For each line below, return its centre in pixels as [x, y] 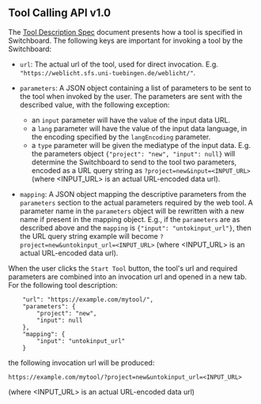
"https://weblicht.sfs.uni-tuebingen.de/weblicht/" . [108, 72]
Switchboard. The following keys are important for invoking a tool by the [126, 40]
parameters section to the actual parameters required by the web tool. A [136, 202]
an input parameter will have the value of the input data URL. [131, 120]
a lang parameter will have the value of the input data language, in [139, 128]
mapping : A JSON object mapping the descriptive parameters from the [133, 194]
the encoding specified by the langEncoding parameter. [121, 137]
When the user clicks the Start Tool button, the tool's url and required [123, 268]
